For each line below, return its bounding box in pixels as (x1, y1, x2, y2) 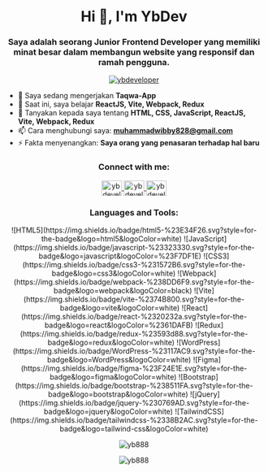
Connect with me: (97, 162, 171, 173)
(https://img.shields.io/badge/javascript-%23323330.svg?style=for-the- (13, 243, 255, 253)
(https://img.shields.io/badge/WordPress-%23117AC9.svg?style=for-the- (12, 346, 256, 356)
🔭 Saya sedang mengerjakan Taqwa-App (17, 91, 157, 101)
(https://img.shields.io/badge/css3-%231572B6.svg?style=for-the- (22, 260, 246, 270)
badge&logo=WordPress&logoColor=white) (46, 355, 192, 365)
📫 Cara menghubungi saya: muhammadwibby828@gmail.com (17, 126, 233, 136)
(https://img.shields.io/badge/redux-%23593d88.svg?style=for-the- (19, 329, 249, 339)
